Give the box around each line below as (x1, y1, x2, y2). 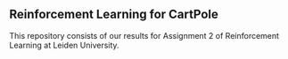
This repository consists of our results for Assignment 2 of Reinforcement (9, 30, 279, 41)
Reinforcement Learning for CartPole (9, 7, 218, 22)
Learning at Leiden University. (9, 40, 119, 50)
